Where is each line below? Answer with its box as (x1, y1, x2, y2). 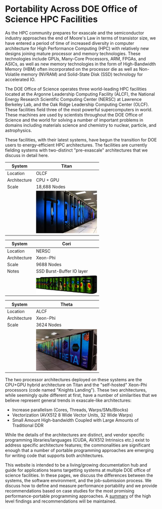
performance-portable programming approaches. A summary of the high (5, 493, 151, 499)
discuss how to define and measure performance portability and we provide (5, 483, 157, 489)
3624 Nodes (36, 322, 62, 328)
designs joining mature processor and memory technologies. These (5, 50, 141, 57)
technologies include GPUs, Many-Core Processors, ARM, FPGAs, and (5, 56, 146, 61)
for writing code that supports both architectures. (5, 452, 104, 459)
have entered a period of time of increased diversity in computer (5, 40, 135, 46)
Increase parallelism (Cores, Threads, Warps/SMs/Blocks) (12, 407, 128, 413)
